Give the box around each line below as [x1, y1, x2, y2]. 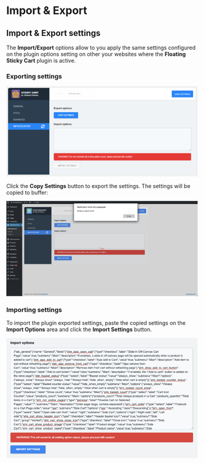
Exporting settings [6, 72, 63, 80]
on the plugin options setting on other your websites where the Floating [6, 50, 186, 58]
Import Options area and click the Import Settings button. [6, 326, 152, 333]
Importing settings [6, 305, 63, 314]
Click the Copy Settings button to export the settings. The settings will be [6, 182, 191, 189]
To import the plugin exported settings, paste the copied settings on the [6, 319, 186, 327]
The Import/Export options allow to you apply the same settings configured [6, 44, 196, 51]
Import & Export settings [6, 28, 101, 38]
